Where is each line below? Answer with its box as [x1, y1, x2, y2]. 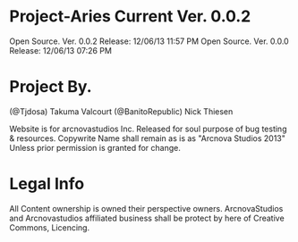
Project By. [9, 77, 92, 97]
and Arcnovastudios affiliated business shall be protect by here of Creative [9, 213, 285, 223]
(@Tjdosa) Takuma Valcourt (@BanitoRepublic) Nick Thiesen [9, 105, 234, 117]
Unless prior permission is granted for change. [9, 142, 181, 153]
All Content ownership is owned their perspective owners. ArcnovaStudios [9, 203, 284, 213]
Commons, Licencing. [9, 221, 90, 233]
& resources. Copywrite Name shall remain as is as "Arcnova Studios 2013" [9, 132, 286, 144]
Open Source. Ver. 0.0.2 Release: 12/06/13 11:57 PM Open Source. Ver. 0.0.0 [9, 36, 289, 46]
